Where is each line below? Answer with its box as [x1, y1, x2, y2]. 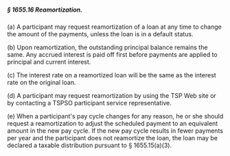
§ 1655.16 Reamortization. [7, 5, 83, 14]
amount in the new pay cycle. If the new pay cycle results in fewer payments [7, 127, 223, 135]
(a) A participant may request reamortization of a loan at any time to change [7, 23, 222, 31]
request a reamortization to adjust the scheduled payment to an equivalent [7, 119, 218, 127]
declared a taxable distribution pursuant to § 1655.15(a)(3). [7, 141, 172, 149]
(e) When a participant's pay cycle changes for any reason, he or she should [7, 112, 224, 120]
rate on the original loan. [7, 78, 76, 86]
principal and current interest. [7, 57, 91, 66]
